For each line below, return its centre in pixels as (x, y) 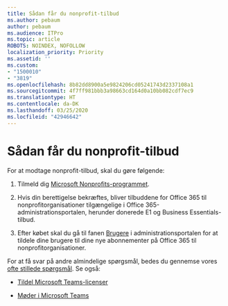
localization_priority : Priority (55, 53)
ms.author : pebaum (34, 20)
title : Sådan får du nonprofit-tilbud (63, 14)
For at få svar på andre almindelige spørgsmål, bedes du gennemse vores (112, 261)
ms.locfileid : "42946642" (44, 117)
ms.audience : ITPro (35, 33)
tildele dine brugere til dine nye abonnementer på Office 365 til (107, 240)
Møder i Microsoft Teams (53, 295)
